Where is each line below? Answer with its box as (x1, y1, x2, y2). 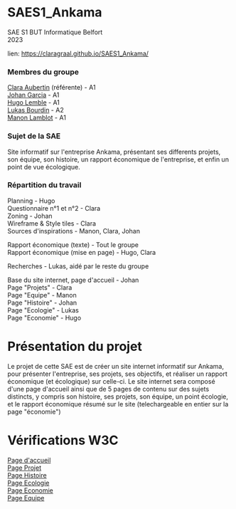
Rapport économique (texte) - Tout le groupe (7, 240, 139, 249)
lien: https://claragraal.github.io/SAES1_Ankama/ (7, 49, 149, 58)
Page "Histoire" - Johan (7, 298, 77, 307)
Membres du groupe (7, 67, 80, 77)
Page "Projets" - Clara (7, 283, 73, 292)
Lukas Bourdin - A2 (7, 106, 64, 115)
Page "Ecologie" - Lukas (7, 305, 80, 314)
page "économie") (7, 407, 62, 416)
